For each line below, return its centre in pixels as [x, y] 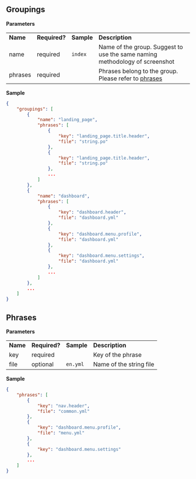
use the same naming [128, 54]
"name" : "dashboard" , [64, 196]
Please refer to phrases [130, 78]
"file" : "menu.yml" [61, 433]
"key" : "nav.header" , [64, 406]
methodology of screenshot [136, 61]
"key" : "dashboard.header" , [92, 212]
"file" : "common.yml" [64, 411]
